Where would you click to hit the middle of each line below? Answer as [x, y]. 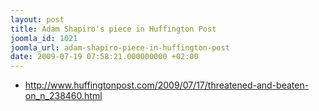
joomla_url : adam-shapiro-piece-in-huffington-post [120, 47]
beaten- [293, 85]
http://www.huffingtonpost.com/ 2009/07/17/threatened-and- [150, 85]
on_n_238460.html [63, 96]
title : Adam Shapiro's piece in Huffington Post [113, 29]
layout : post [37, 19]
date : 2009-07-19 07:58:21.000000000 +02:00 [104, 57]
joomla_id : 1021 [44, 38]
